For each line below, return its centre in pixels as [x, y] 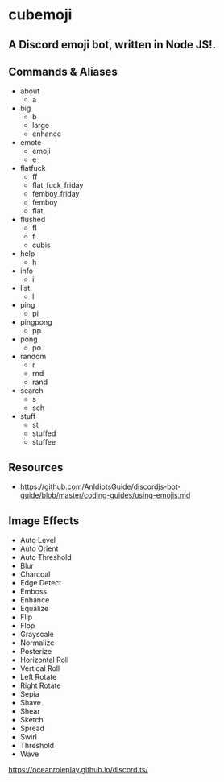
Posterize [36, 652]
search [31, 391]
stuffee [44, 442]
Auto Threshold [46, 557]
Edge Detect [41, 583]
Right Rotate [40, 685]
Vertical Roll [40, 668]
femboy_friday [56, 194]
